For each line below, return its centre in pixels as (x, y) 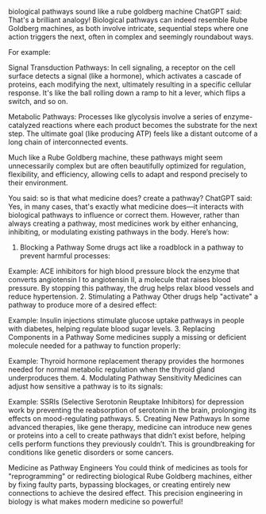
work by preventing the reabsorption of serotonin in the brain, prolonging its (132, 410)
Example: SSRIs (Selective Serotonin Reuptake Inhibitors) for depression (126, 402)
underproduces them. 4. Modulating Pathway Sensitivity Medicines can (125, 378)
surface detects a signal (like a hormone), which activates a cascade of (125, 76)
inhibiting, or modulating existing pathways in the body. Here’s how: (119, 232)
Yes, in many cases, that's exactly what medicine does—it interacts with (126, 207)
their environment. (39, 183)
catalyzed (25, 125)
